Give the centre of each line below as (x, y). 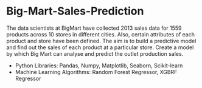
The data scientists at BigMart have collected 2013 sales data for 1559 (94, 28)
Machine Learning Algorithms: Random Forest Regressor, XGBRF (96, 72)
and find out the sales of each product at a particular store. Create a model (100, 47)
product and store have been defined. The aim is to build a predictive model (101, 41)
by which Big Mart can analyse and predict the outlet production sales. (95, 53)
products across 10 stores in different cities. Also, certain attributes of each (100, 34)
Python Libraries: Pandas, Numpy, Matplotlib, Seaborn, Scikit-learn (99, 66)
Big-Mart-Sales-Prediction (75, 11)
